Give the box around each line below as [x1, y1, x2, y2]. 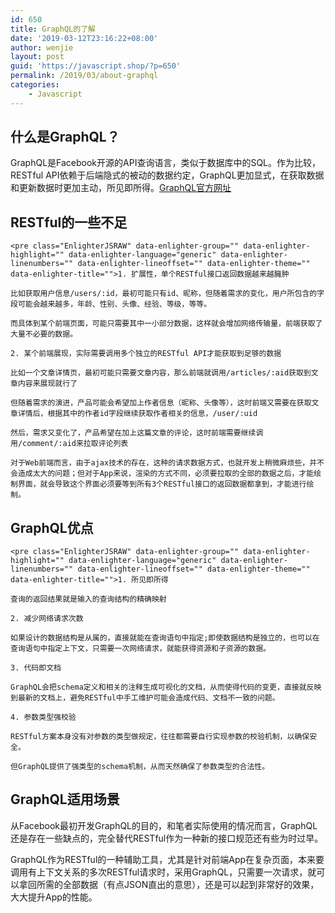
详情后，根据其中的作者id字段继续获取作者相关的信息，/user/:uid [17, 409, 258, 419]
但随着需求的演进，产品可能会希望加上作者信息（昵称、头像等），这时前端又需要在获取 [10, 398, 312, 408]
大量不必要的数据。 [10, 329, 78, 340]
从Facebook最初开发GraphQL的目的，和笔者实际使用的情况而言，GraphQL [10, 819, 318, 831]
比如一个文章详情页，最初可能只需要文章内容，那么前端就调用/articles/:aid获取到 [10, 368, 312, 378]
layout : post [10, 52, 65, 62]
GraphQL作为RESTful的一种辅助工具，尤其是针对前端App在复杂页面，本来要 [10, 853, 325, 865]
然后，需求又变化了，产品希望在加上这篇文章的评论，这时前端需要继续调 [10, 428, 264, 438]
